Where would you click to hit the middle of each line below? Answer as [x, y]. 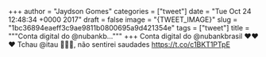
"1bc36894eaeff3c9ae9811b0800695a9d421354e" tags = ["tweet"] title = [129, 28]
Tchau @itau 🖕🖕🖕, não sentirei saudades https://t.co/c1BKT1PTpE [123, 45]
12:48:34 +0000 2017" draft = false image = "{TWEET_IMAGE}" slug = [123, 20]
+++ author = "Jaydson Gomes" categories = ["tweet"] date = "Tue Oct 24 [130, 11]
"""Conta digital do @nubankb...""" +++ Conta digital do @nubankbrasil [125, 36]
